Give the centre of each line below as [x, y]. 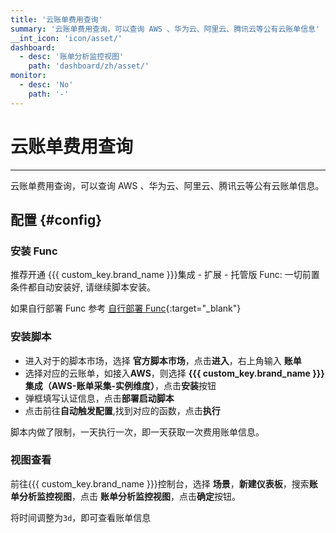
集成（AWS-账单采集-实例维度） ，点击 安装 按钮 [120, 385]
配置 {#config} [56, 219]
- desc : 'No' [46, 85]
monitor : [28, 76]
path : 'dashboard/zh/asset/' [89, 66]
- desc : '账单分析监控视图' [72, 57]
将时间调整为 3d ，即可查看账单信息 [81, 517]
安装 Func [34, 251]
